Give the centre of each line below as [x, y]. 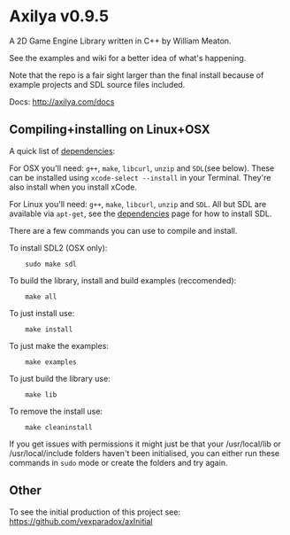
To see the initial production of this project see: [95, 512]
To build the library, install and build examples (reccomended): [123, 280]
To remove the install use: [56, 411]
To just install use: [42, 313]
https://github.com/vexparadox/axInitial [81, 521]
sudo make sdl [51, 264]
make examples [51, 362]
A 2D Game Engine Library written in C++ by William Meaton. [120, 41]
